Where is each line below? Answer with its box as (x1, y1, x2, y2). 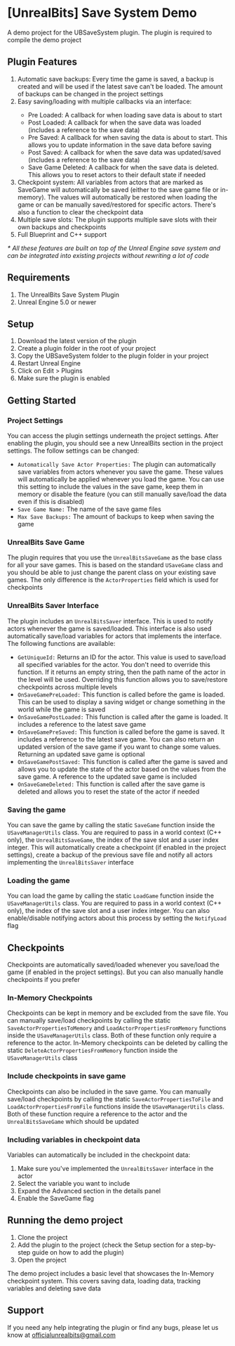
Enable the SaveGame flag (17, 1193, 95, 1203)
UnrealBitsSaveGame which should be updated (7, 1117, 139, 1125)
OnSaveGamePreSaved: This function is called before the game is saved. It (17, 727, 225, 736)
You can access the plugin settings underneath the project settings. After (7, 432, 219, 440)
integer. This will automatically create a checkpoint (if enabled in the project (7, 843, 227, 851)
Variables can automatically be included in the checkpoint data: (7, 1151, 191, 1159)
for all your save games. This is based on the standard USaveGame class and (7, 561, 223, 569)
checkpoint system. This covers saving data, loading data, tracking (7, 1276, 201, 1285)
